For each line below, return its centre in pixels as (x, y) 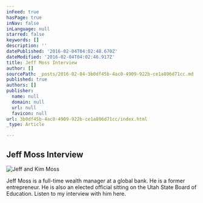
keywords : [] (23, 40)
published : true (27, 79)
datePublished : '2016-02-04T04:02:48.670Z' (62, 52)
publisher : (20, 91)
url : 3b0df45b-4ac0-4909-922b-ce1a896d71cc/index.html (77, 119)
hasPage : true (24, 18)
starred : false (25, 35)
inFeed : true (23, 12)
